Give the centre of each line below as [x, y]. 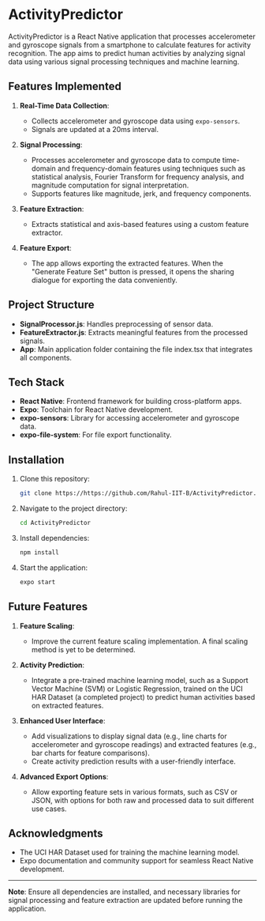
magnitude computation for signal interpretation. [110, 185]
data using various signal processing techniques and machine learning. [124, 62]
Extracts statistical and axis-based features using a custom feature [140, 224]
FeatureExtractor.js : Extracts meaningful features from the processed [134, 332]
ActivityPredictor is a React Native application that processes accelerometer [132, 36]
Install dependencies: [54, 538]
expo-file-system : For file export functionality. [95, 435]
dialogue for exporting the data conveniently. [104, 280]
